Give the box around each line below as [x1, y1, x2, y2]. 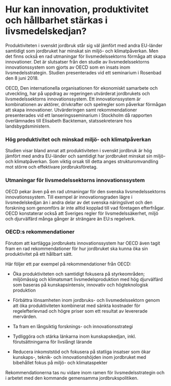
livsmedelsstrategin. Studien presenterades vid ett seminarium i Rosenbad [5, 69, 162, 75]
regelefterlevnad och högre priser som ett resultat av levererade [12, 308, 148, 314]
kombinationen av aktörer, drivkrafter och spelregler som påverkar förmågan [5, 101, 166, 107]
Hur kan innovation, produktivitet [5, 4, 149, 15]
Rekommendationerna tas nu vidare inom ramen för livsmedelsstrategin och [5, 369, 165, 375]
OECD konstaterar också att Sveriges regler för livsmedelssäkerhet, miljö [5, 210, 159, 216]
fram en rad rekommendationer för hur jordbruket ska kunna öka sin [5, 245, 148, 252]
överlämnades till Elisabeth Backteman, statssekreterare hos [5, 117, 132, 124]
